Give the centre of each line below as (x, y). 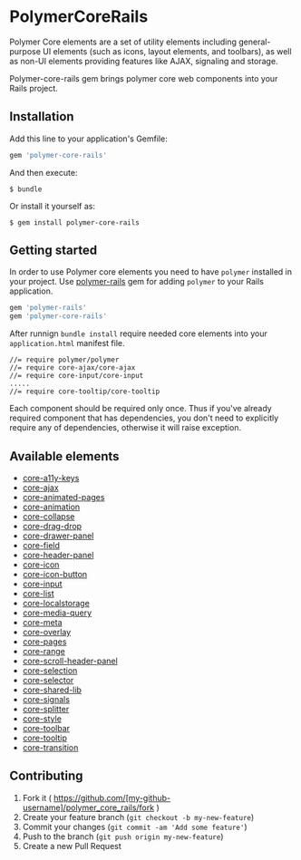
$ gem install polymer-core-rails (75, 222)
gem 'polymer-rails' (49, 308)
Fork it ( (37, 797)
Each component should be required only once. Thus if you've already (141, 409)
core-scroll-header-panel (70, 661)
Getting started (53, 251)
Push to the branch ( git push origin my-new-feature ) (123, 836)
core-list (38, 594)
